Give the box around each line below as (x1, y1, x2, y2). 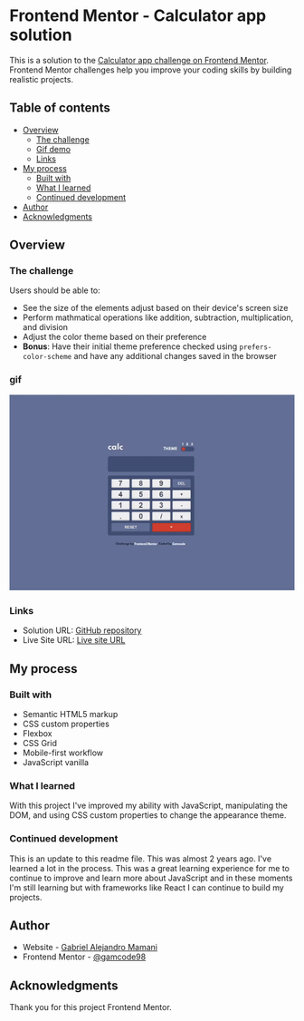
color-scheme (22, 353, 72, 362)
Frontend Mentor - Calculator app (9, 5, 267, 26)
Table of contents (9, 101, 110, 116)
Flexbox (22, 727, 52, 739)
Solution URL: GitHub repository (22, 625, 142, 636)
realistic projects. (9, 73, 74, 84)
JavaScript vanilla (22, 756, 89, 767)
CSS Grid (22, 737, 57, 748)
